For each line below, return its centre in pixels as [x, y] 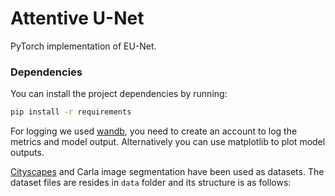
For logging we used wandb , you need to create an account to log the [154, 131]
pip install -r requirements [71, 112]
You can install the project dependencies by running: [119, 94]
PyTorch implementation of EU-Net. [83, 46]
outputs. [27, 153]
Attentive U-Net [77, 18]
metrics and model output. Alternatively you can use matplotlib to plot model [168, 142]
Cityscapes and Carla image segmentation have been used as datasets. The [167, 172]
